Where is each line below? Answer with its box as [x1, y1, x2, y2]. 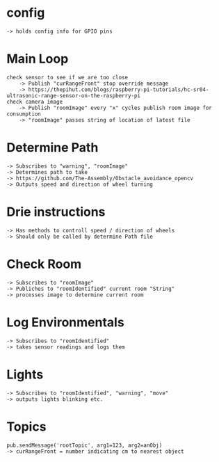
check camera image [6, 98, 63, 105]
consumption [6, 110, 41, 118]
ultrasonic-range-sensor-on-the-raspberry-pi [6, 92, 140, 99]
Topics [6, 419, 47, 434]
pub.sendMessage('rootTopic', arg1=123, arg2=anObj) [6, 442, 163, 449]
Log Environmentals [6, 314, 124, 330]
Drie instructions [6, 204, 106, 220]
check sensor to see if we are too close [6, 74, 129, 81]
